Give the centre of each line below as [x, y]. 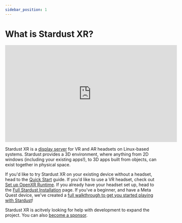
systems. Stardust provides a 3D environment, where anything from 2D [77, 154]
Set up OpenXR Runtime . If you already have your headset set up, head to [80, 185]
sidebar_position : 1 [26, 10]
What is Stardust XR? [49, 34]
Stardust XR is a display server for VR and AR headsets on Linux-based [77, 149]
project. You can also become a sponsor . [46, 215]
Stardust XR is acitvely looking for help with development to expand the [77, 210]
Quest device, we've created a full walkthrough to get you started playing [79, 195]
